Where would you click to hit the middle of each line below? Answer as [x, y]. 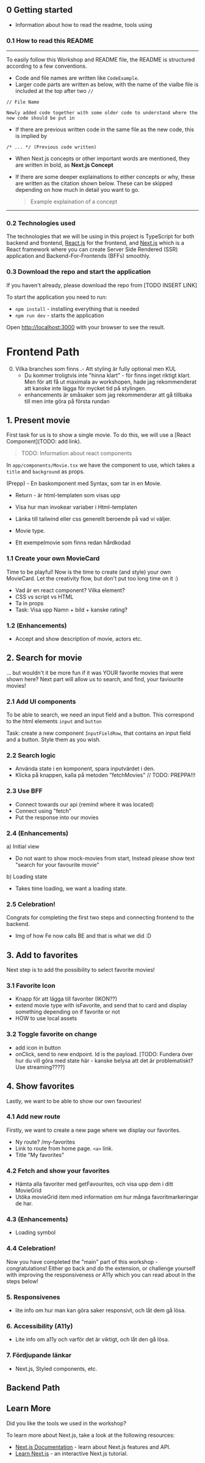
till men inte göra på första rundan [67, 401]
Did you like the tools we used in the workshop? [67, 1423]
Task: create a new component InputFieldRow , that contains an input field [99, 733]
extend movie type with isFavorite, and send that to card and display [101, 1005]
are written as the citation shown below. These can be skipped [94, 183]
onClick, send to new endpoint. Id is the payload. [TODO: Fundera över [104, 1054]
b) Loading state [27, 877]
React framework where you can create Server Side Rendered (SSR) [92, 249]
